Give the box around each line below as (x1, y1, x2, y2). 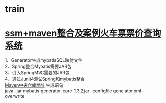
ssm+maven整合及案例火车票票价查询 (5, 28, 161, 39)
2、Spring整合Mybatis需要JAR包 (5, 63, 72, 70)
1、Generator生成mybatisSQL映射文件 (5, 57, 83, 63)
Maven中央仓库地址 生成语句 (5, 82, 64, 88)
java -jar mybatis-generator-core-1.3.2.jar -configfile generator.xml (5, 88, 142, 94)
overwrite (5, 93, 25, 99)
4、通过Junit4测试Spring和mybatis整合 (5, 76, 85, 82)
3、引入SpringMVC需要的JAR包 (5, 70, 70, 76)
